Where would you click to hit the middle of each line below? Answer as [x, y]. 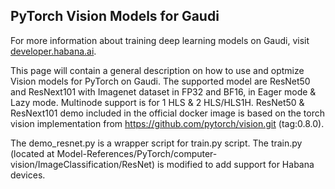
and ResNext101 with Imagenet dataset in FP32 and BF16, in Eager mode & [163, 91]
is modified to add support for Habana [235, 164]
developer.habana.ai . [53, 51]
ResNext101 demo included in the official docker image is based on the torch [168, 113]
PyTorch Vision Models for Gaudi [115, 16]
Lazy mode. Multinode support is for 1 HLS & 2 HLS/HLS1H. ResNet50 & [157, 102]
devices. [28, 175]
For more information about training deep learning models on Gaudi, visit [160, 40]
